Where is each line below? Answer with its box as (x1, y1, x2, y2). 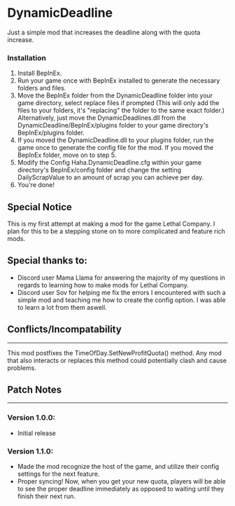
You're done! (17, 181, 55, 189)
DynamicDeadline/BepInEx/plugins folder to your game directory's (17, 121, 208, 130)
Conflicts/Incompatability (7, 324, 122, 336)
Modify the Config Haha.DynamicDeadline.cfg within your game (17, 158, 201, 167)
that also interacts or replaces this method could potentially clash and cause (7, 356, 227, 364)
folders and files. (17, 84, 66, 93)
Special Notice (7, 201, 72, 213)
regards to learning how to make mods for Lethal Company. (17, 280, 189, 289)
